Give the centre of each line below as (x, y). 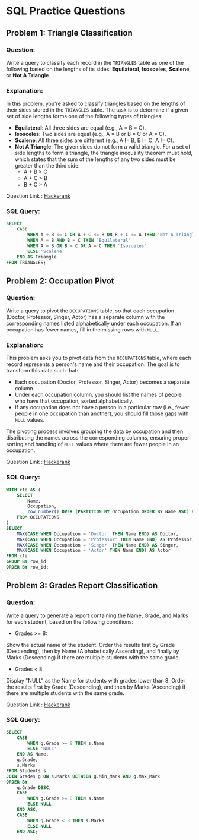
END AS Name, (33, 754)
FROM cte (17, 556)
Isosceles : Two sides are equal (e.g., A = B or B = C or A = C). (90, 134)
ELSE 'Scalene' (46, 251)
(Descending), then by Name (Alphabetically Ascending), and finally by (93, 651)
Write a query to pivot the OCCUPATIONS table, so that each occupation (90, 311)
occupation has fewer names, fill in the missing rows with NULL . (83, 330)
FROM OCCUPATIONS (38, 517)
